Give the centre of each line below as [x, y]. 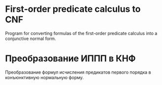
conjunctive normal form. [31, 39]
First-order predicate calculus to [73, 9]
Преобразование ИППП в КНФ [70, 59]
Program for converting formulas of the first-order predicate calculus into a [81, 33]
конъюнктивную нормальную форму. [44, 77]
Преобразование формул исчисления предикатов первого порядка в [78, 72]
